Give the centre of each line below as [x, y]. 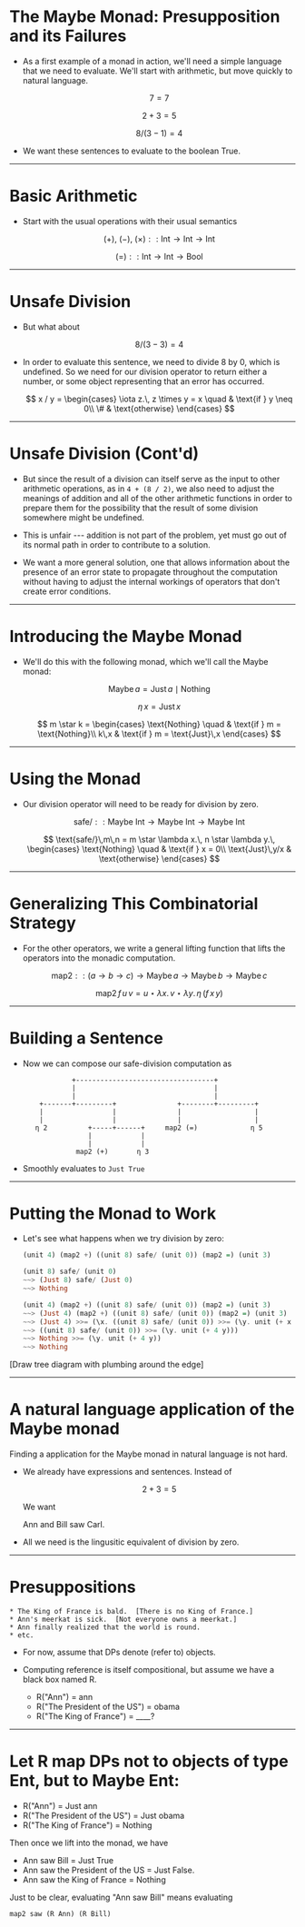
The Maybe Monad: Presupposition [145, 17]
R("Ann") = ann [64, 1697]
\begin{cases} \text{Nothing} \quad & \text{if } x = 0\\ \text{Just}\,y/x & [159, 849]
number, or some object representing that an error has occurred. [143, 381]
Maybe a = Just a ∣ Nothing [159, 688]
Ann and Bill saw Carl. [64, 1525]
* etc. [22, 1635]
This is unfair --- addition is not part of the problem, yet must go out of [155, 535]
